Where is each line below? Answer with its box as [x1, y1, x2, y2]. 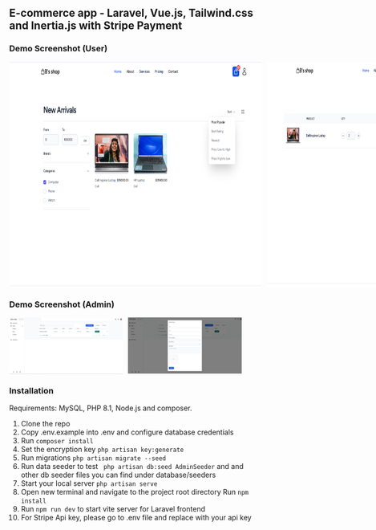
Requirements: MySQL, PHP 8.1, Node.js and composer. [9, 403, 192, 413]
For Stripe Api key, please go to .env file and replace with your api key [20, 513, 252, 522]
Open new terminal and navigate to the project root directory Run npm [20, 487, 249, 496]
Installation [9, 385, 55, 396]
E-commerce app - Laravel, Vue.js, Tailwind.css [9, 6, 253, 20]
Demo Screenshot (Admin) [9, 299, 115, 310]
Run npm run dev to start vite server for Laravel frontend [20, 504, 205, 513]
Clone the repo [20, 419, 71, 428]
